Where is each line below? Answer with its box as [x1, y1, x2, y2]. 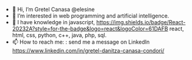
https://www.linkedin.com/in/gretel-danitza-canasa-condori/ [12, 47, 165, 54]
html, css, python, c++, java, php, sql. [12, 32, 107, 39]
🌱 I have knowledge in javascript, [12, 19, 96, 25]
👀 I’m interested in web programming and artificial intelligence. [12, 12, 169, 19]
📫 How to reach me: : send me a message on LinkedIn [12, 38, 150, 45]
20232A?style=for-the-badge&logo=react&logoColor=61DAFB [12, 25, 169, 32]
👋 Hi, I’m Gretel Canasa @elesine [12, 6, 95, 13]
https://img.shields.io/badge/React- [96, 19, 186, 25]
